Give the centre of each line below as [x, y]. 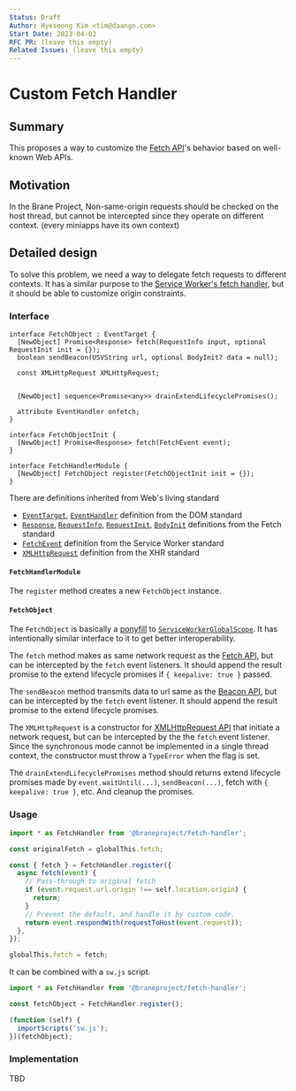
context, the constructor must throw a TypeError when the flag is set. [135, 756]
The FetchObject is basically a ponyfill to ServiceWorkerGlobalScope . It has [144, 629]
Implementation [44, 1059]
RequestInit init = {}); [55, 350]
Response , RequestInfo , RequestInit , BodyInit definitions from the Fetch [152, 525]
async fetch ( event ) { [57, 873]
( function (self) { [45, 1020]
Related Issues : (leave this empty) [76, 50]
